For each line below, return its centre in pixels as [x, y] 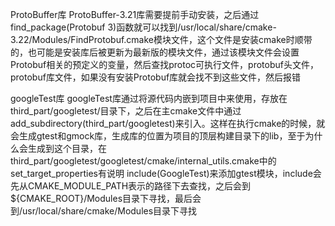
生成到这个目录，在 [67, 148]
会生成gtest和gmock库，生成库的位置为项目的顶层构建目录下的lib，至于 [158, 136]
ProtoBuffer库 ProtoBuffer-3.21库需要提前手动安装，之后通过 [135, 14]
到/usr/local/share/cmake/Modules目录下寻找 [104, 211]
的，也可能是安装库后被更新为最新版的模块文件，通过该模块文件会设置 [155, 52]
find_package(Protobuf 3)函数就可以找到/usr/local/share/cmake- [143, 27]
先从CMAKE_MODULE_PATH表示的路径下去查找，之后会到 [131, 186]
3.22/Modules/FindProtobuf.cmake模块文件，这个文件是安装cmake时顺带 [161, 39]
